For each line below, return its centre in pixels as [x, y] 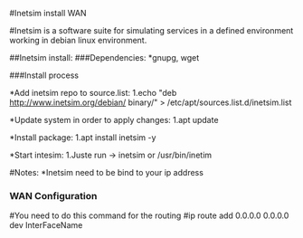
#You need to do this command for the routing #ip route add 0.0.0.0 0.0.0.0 [149, 215]
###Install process [44, 75]
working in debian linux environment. [78, 40]
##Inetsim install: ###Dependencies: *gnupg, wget [104, 57]
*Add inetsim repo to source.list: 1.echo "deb [93, 93]
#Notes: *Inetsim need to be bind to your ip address [106, 172]
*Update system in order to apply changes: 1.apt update [114, 120]
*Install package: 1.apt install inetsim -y [83, 138]
